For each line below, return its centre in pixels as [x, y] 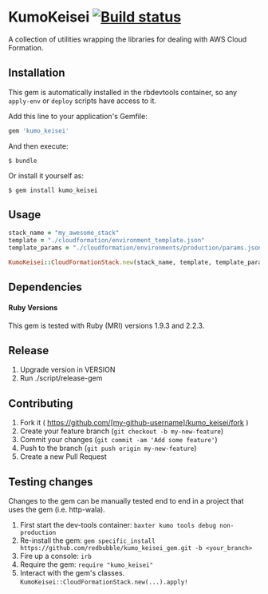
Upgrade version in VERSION [67, 370]
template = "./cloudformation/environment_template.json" [106, 241]
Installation [37, 73]
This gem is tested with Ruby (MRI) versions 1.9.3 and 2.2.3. [106, 325]
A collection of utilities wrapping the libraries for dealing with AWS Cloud [128, 39]
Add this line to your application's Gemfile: [78, 116]
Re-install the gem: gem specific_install [87, 540]
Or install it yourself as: [46, 175]
